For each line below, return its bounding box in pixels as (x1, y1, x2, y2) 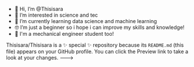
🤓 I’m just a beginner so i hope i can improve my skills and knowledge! (14, 24, 185, 31)
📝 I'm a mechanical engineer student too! (14, 31, 114, 37)
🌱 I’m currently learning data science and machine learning (14, 18, 157, 24)
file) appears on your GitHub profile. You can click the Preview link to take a (6, 48, 189, 55)
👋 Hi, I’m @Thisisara (14, 6, 63, 12)
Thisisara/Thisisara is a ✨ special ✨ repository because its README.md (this (6, 42, 184, 49)
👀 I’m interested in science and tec (14, 12, 98, 18)
